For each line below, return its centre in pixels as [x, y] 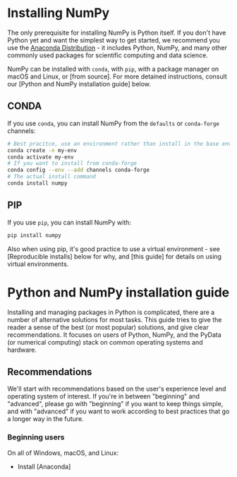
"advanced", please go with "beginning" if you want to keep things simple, [115, 404]
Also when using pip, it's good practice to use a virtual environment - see [114, 248]
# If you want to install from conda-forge [72, 163]
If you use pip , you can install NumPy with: [69, 222]
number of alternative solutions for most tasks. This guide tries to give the [115, 319]
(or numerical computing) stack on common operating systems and [105, 342]
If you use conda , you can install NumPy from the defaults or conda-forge [114, 123]
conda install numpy [38, 183]
